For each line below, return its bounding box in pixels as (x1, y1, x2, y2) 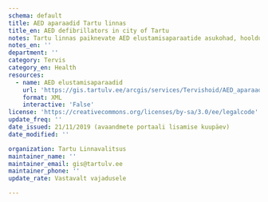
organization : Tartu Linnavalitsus (8, 145, 127, 152)
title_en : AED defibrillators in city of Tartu (8, 26, 170, 34)
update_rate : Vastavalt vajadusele (8, 175, 127, 183)
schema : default (8, 11, 62, 20)
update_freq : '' (8, 116, 62, 124)
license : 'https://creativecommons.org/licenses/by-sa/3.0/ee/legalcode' (8, 109, 259, 117)
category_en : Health (8, 64, 77, 72)
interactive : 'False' (22, 101, 94, 109)
